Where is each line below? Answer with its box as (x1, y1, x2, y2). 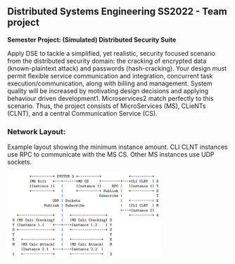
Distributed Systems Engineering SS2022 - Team (7, 6, 227, 18)
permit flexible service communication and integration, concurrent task (7, 71, 213, 80)
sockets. (7, 158, 32, 167)
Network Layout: (7, 126, 66, 136)
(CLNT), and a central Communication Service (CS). (7, 109, 158, 117)
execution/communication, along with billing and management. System (7, 79, 212, 88)
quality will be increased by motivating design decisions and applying (7, 86, 209, 95)
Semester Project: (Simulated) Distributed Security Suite (7, 35, 177, 44)
